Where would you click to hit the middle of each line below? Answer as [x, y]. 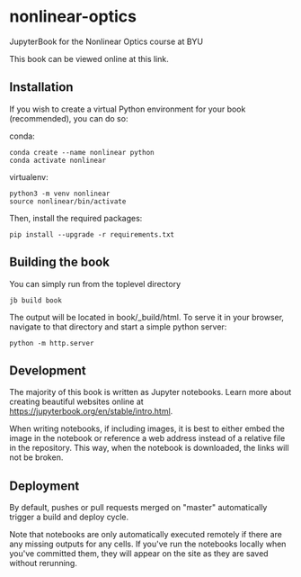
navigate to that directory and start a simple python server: [118, 327]
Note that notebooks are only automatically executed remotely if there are [146, 535]
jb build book [36, 300]
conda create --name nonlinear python [82, 152]
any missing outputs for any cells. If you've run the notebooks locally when [148, 544]
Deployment [44, 486]
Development [48, 370]
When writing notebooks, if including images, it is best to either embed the [147, 428]
